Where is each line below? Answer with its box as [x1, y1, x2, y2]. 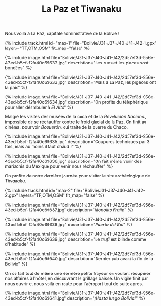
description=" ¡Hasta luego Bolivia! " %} [67, 295, 145, 301]
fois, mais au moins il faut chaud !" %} [5, 144, 81, 150]
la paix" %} [5, 85, 28, 91]
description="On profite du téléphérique [67, 99, 148, 105]
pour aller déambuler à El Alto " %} [5, 104, 74, 110]
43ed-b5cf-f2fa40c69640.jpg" [5, 256, 67, 262]
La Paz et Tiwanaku [41, 3, 122, 15]
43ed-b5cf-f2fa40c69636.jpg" [5, 159, 67, 164]
